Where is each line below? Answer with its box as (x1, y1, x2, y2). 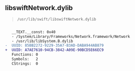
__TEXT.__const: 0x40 (11, 29, 56, 35)
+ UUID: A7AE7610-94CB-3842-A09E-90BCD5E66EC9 (5, 48, 104, 53)
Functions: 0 (11, 52, 38, 57)
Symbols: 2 (11, 57, 38, 62)
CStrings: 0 (11, 61, 38, 66)
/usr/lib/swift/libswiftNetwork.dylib (17, 17, 96, 21)
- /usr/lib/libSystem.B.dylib (11, 38, 73, 43)
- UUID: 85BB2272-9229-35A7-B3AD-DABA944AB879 (5, 43, 104, 48)
